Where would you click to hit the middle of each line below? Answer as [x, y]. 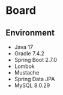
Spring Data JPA [34, 79]
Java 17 [24, 47]
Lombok [25, 66]
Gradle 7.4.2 [29, 54]
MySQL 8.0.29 [32, 85]
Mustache [27, 72]
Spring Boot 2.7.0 [36, 60]
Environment [30, 33]
